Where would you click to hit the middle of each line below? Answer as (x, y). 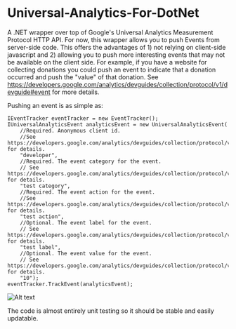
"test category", (45, 186)
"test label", (40, 247)
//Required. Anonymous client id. (70, 130)
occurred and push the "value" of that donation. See (83, 77)
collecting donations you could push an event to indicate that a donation (112, 69)
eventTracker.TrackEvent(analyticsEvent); (70, 284)
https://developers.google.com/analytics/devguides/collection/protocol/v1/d (118, 84)
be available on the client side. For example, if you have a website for (107, 62)
